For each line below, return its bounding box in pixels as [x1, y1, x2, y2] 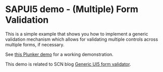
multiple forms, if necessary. [5, 41, 65, 47]
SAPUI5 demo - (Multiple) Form [5, 4, 139, 15]
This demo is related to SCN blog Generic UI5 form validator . [5, 61, 131, 67]
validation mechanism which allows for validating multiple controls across [5, 36, 158, 42]
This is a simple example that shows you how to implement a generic [5, 31, 148, 37]
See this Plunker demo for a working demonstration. [5, 51, 114, 57]
